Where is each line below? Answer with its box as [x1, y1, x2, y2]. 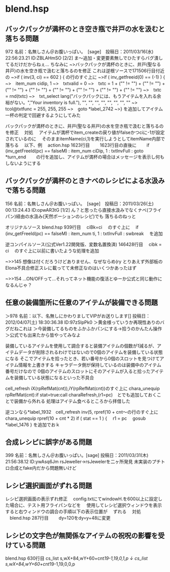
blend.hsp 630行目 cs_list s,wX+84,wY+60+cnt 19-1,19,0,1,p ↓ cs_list [5, 555, 148, 561]
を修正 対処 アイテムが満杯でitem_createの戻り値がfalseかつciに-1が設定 [5, 129, 165, 135]
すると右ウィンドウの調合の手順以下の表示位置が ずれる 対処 [5, 508, 141, 514]
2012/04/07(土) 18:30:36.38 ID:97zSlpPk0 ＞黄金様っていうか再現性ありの [5, 319, 160, 325]
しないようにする [5, 160, 41, 166]
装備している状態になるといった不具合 [14, 375, 94, 381]
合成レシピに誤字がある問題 [5, 438, 92, 447]
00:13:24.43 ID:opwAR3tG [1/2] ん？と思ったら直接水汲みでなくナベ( [5, 207, 149, 213]
